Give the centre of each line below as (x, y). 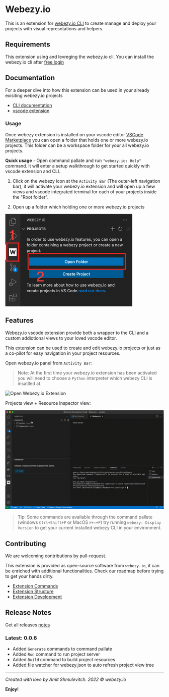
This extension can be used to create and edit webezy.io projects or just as (83, 348)
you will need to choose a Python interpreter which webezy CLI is (85, 378)
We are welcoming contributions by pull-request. (56, 556)
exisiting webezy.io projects (34, 95)
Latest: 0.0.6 (21, 638)
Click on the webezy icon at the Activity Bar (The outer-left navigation (86, 181)
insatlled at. (29, 383)
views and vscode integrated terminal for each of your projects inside (84, 192)
